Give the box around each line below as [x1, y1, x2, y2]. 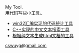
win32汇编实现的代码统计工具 [12, 21, 74, 26]
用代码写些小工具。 [5, 10, 45, 16]
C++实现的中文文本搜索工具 [12, 26, 70, 32]
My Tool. [5, 4, 23, 10]
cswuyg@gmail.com [5, 43, 47, 48]
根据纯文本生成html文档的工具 [12, 33, 74, 38]
